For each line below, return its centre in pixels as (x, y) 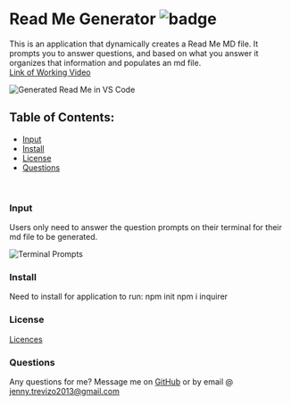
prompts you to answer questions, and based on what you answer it (134, 53)
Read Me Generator (83, 19)
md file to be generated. (54, 237)
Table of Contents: (62, 117)
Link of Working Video (50, 72)
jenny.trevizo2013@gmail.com (65, 391)
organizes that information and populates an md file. (105, 62)
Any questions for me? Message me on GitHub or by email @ (121, 381)
